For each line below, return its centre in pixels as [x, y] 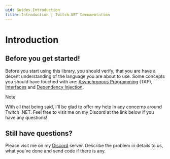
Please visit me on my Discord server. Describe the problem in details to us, [84, 146]
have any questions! [26, 117]
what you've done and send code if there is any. [56, 151]
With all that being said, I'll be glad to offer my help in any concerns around [84, 107]
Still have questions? [39, 133]
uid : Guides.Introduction [32, 10]
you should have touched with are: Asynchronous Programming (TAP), [79, 81]
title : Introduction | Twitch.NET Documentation [58, 15]
